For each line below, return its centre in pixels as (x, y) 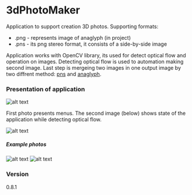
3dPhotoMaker (43, 10)
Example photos (26, 144)
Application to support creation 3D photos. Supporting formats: (82, 26)
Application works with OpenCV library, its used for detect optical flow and (96, 55)
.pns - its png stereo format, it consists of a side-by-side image (91, 44)
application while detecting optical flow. (54, 119)
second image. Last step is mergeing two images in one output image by (94, 67)
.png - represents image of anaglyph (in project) (73, 37)
